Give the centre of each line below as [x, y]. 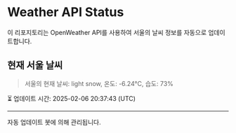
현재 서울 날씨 [35, 65]
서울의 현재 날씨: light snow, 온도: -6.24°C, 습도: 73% [99, 83]
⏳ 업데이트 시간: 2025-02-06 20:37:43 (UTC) [71, 98]
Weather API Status [66, 12]
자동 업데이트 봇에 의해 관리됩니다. [54, 122]
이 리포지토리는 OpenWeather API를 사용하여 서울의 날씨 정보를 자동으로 [107, 32]
